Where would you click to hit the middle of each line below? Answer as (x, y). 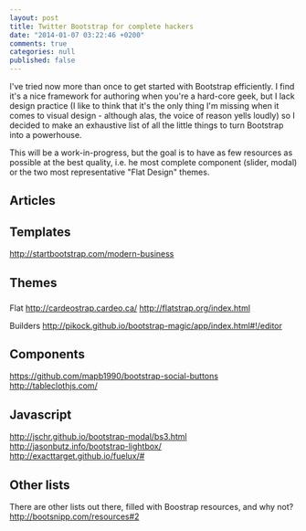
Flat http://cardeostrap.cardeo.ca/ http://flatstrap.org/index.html (130, 308)
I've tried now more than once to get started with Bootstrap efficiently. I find (152, 86)
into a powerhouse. (46, 135)
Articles (33, 201)
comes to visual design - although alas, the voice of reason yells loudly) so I (152, 116)
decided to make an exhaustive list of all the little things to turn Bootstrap (147, 125)
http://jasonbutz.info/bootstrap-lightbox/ (85, 446)
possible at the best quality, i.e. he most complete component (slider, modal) (153, 162)
